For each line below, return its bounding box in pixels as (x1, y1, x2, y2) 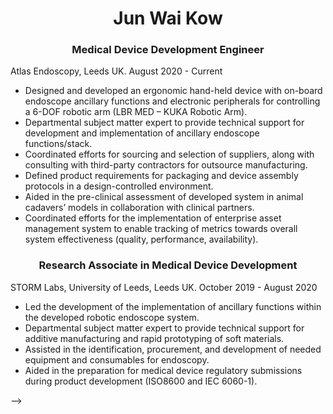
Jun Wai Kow (113, 7, 223, 30)
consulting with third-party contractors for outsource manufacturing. (24, 159, 308, 171)
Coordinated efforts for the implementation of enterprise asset (24, 212, 282, 224)
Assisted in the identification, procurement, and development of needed (24, 343, 322, 355)
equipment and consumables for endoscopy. (24, 353, 210, 366)
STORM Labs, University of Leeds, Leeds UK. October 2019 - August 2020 (10, 281, 318, 293)
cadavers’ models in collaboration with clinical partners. (24, 202, 255, 214)
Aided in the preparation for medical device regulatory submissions (24, 364, 303, 376)
